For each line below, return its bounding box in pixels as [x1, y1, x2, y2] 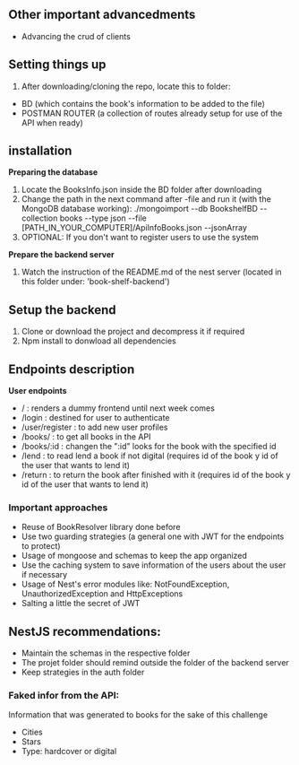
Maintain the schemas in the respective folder [21, 648, 191, 658]
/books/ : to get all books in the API [21, 431, 151, 442]
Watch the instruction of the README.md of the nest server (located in [21, 266, 283, 277]
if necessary [21, 569, 68, 580]
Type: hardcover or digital [21, 746, 117, 757]
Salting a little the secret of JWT [21, 598, 141, 609]
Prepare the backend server [8, 249, 115, 260]
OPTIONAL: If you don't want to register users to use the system [21, 232, 259, 243]
